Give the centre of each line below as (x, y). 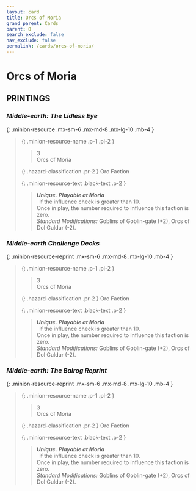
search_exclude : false (35, 35)
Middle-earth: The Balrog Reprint (57, 370)
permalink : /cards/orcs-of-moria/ (50, 46)
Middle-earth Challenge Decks (53, 243)
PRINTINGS (28, 99)
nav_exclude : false (31, 40)
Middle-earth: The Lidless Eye (52, 116)
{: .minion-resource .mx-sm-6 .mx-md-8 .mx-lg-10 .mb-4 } (80, 129)
